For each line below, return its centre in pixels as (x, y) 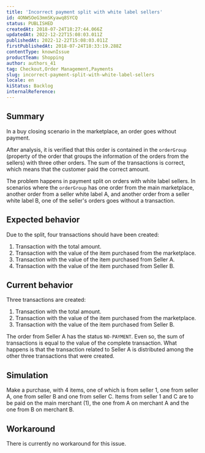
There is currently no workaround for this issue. (66, 443)
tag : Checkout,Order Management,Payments (60, 69)
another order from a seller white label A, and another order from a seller (98, 194)
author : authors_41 (31, 63)
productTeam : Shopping (35, 58)
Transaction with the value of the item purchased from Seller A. (95, 259)
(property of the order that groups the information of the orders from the (98, 156)
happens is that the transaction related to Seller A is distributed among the (100, 350)
